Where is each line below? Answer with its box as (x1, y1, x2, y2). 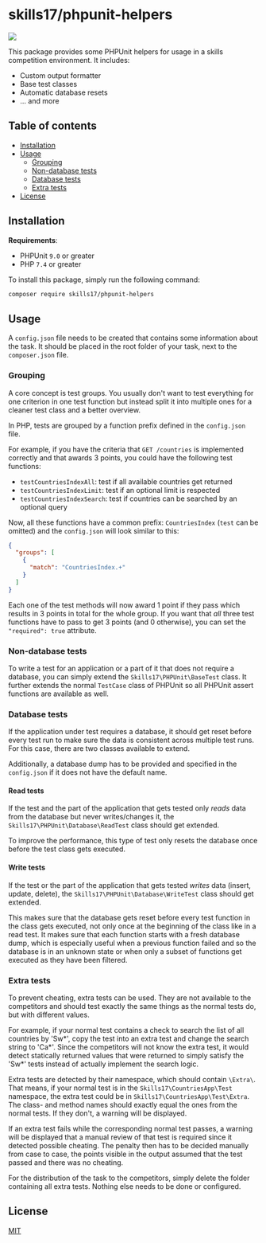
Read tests (8, 786, 44, 795)
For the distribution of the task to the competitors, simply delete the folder (8, 1173, 250, 1182)
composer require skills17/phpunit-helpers (8, 290, 155, 298)
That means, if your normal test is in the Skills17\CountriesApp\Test (8, 1083, 233, 1093)
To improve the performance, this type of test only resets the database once (8, 836, 258, 846)
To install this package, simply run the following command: (8, 275, 200, 284)
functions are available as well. (8, 689, 110, 698)
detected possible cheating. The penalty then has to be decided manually (8, 1140, 249, 1150)
